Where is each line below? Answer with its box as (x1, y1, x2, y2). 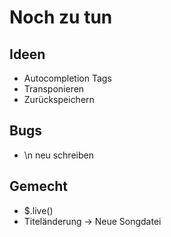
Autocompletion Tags (23, 72, 112, 84)
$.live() (23, 204, 54, 216)
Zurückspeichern (23, 94, 95, 105)
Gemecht (9, 178, 69, 195)
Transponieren (23, 83, 85, 95)
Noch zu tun (9, 6, 113, 29)
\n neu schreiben (23, 149, 94, 161)
